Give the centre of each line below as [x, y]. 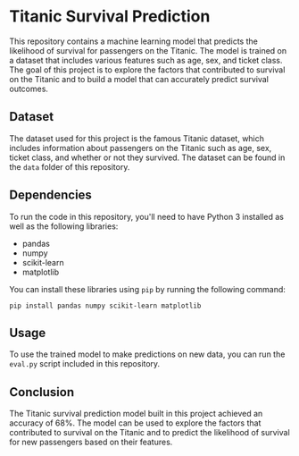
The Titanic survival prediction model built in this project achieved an [136, 414]
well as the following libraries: [64, 226]
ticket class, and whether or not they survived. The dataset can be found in [147, 157]
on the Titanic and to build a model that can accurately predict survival [139, 79]
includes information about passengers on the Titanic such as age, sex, [141, 148]
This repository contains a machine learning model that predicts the [134, 41]
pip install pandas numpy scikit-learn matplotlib [105, 306]
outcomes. [29, 89]
